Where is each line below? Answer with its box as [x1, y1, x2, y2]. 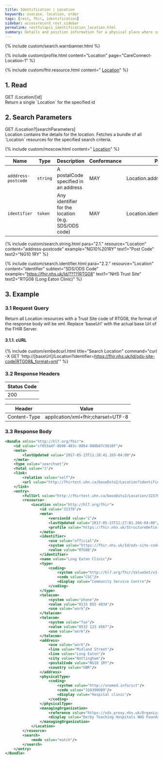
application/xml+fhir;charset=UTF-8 [45, 413, 129, 420]
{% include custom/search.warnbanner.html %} [5, 43, 100, 49]
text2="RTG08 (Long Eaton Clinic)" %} [5, 276, 82, 282]
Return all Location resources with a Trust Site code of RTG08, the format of [5, 316, 157, 321]
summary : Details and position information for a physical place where [5, 30, 153, 35]
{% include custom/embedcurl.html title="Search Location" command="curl [5, 348, 157, 354]
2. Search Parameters [5, 113, 72, 122]
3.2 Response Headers [5, 371, 60, 377]
